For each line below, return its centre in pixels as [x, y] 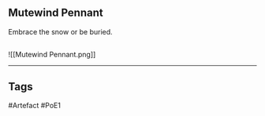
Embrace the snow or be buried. [60, 31]
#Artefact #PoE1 [35, 106]
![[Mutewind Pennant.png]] [52, 55]
